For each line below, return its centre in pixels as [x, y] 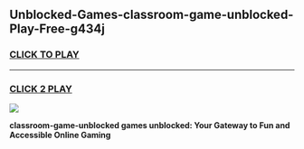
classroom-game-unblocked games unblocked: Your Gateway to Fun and [150, 125]
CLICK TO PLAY [44, 55]
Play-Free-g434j [57, 29]
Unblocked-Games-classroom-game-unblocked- [152, 15]
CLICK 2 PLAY [41, 88]
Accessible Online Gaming [60, 135]
